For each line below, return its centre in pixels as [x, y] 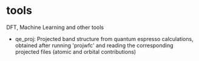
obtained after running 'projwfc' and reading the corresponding [94, 45]
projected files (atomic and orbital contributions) [76, 51]
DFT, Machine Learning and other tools [55, 27]
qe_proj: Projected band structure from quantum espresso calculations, [104, 39]
